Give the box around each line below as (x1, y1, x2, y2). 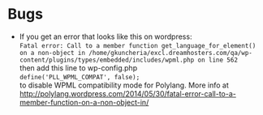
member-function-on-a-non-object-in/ (19, 97, 149, 107)
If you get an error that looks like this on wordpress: (19, 32, 192, 41)
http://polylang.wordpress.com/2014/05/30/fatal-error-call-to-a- (19, 88, 236, 98)
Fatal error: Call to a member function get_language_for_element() (19, 41, 257, 49)
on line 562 (197, 56, 239, 64)
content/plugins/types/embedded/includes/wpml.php (19, 56, 195, 64)
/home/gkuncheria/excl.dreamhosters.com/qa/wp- (88, 49, 252, 57)
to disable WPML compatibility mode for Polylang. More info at (19, 80, 229, 90)
